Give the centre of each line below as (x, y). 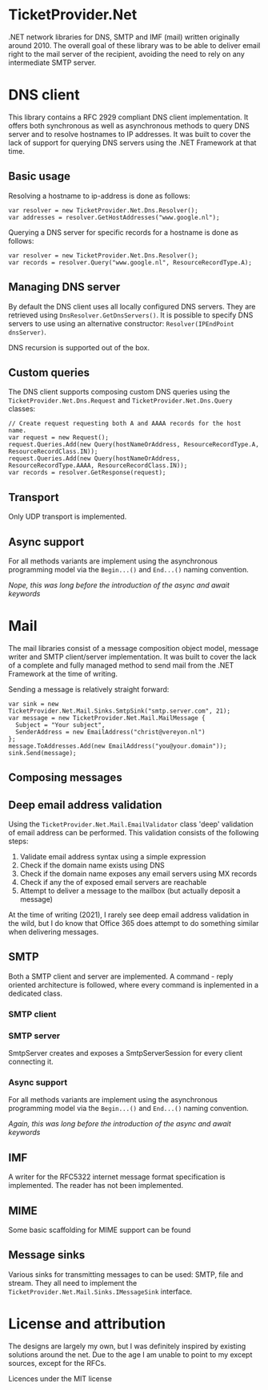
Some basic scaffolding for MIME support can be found (100, 1230)
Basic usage (39, 177)
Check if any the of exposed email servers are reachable (113, 883)
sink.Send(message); (43, 753)
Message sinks (47, 1255)
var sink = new (34, 704)
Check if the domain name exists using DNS (92, 865)
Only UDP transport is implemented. (68, 517)
